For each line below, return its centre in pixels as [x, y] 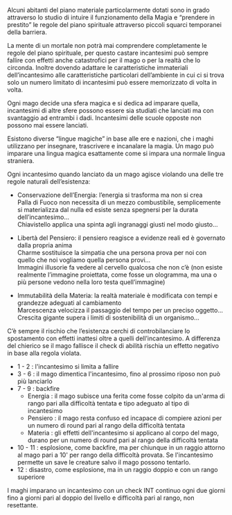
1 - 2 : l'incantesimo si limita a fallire [68, 366]
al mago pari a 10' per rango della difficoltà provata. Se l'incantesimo [115, 455]
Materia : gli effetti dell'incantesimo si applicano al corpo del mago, [123, 433]
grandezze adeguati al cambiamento [69, 303]
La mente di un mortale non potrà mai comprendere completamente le [107, 45]
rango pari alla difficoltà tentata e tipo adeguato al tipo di [108, 403]
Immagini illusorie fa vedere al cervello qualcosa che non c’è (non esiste [120, 267]
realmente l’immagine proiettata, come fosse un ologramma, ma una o [117, 274]
